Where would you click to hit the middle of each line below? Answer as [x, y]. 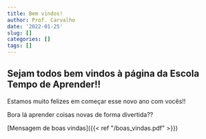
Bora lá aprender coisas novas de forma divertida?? [80, 114]
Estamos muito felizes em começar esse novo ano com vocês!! [96, 101]
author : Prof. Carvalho [41, 20]
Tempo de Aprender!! [54, 85]
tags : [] [20, 46]
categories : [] [29, 39]
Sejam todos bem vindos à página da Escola [103, 74]
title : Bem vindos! [35, 13]
